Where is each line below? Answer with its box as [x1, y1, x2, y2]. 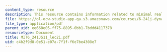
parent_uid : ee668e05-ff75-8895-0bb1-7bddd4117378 [5, 26, 112, 31]
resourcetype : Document [5, 30, 55, 35]
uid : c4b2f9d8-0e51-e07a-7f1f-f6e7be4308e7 [5, 40, 97, 45]
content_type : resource [5, 7, 55, 12]
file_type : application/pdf [5, 21, 64, 26]
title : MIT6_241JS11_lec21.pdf [5, 35, 70, 40]
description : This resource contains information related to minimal [5, 12, 153, 17]
